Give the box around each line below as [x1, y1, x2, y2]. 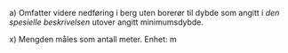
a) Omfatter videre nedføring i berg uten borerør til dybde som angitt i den [9, 8, 280, 18]
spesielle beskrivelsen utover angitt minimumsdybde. [9, 17, 204, 27]
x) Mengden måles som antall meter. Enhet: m [9, 34, 177, 44]
